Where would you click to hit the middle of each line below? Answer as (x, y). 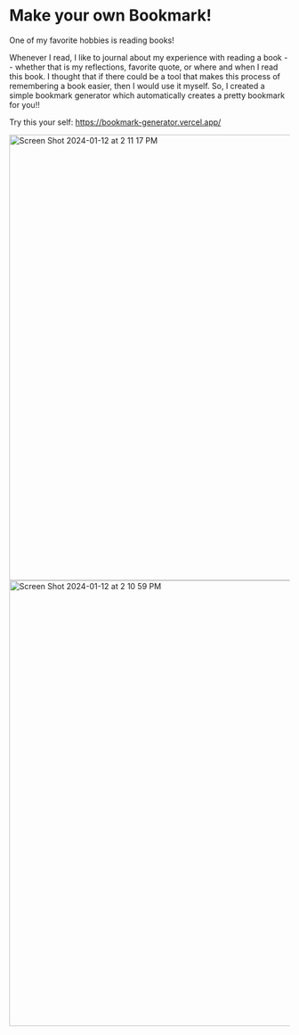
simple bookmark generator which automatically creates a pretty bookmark (147, 95)
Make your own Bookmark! (110, 16)
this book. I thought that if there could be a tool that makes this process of (145, 76)
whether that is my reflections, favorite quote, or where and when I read (146, 67)
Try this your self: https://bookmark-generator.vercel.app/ (115, 122)
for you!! (24, 104)
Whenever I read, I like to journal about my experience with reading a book (146, 57)
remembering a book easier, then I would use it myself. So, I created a (137, 86)
